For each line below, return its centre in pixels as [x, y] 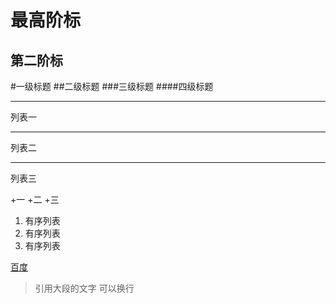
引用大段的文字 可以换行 [84, 288]
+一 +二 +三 [35, 199]
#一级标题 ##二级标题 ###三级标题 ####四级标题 [112, 86]
